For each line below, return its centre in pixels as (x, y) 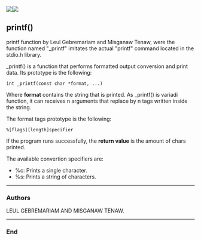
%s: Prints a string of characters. (56, 177)
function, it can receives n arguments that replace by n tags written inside (97, 101)
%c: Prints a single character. (51, 170)
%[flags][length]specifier (40, 130)
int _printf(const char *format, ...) (54, 84)
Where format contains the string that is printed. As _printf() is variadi (92, 94)
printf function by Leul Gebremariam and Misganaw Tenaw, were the (91, 42)
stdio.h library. (24, 54)
